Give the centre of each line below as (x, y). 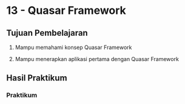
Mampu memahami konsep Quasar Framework (73, 47)
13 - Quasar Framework (66, 11)
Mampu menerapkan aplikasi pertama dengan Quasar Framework (97, 59)
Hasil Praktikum (37, 78)
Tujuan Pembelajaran (47, 33)
